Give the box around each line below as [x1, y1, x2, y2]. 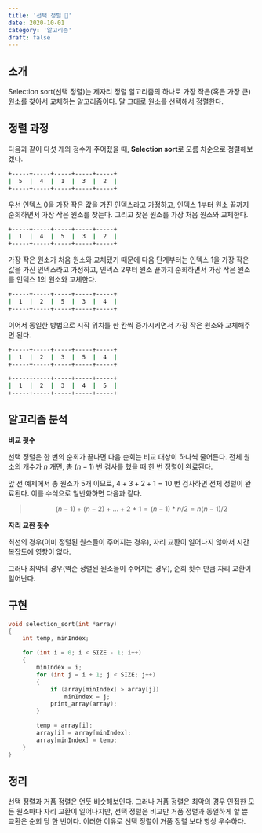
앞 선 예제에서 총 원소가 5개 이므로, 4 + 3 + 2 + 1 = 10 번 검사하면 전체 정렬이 [8, 478, 243, 488]
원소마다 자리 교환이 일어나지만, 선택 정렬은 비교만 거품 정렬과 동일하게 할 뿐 [16, 807, 249, 816]
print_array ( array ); [49, 700, 118, 708]
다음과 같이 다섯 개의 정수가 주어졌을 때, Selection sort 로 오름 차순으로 [8, 144, 226, 153]
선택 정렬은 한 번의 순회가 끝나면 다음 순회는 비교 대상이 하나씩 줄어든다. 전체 [8, 452, 242, 461]
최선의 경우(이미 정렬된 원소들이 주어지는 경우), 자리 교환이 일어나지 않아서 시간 [8, 536, 249, 547]
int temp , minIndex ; [22, 635, 89, 643]
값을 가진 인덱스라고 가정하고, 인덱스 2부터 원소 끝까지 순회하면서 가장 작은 [8, 265, 237, 275]
